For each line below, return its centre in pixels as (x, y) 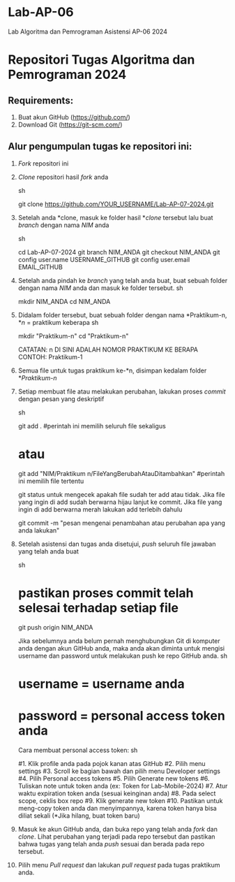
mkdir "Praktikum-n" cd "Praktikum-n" (73, 335)
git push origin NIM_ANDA (55, 627)
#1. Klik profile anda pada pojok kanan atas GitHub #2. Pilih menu (112, 763)
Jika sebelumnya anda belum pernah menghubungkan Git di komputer (119, 641)
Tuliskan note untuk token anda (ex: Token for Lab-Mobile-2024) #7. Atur (123, 786)
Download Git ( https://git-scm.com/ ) (70, 124)
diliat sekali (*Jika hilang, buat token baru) (79, 816)
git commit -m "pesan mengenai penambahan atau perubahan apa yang (122, 523)
